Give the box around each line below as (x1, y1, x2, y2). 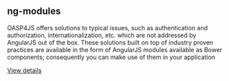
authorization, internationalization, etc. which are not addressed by (7, 31, 197, 39)
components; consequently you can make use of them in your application (7, 53, 215, 61)
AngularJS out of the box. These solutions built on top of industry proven (7, 38, 214, 47)
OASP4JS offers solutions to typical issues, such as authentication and (7, 23, 208, 32)
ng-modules (7, 5, 61, 17)
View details (7, 66, 42, 74)
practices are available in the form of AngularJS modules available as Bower (7, 45, 223, 54)
